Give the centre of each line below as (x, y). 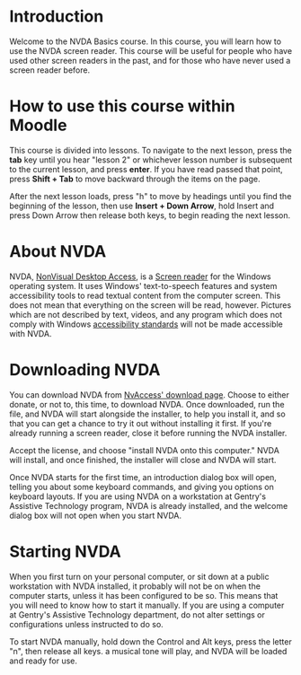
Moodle (38, 125)
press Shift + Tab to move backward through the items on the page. (135, 179)
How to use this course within (122, 106)
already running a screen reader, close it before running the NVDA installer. (148, 433)
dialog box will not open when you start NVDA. (96, 515)
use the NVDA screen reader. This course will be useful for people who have (151, 50)
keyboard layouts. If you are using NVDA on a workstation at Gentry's (138, 496)
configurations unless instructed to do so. (86, 624)
